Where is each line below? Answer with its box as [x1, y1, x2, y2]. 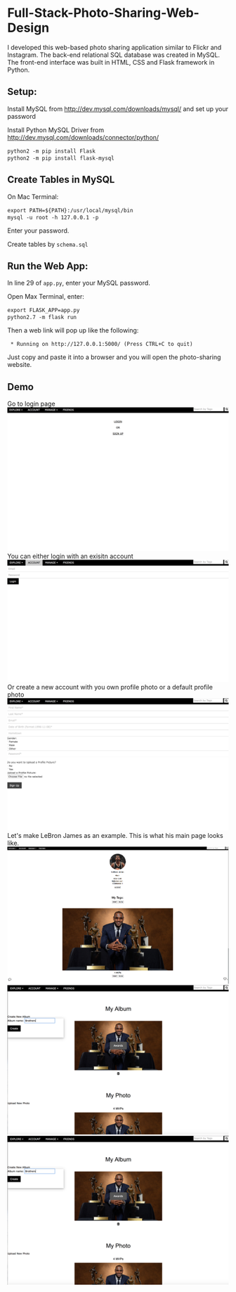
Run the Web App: [7, 260, 88, 272]
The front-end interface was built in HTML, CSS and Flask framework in [7, 58, 215, 66]
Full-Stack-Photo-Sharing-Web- [7, 5, 200, 21]
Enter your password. [7, 226, 70, 235]
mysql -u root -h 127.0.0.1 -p [7, 214, 99, 221]
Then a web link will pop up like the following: [7, 326, 139, 335]
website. [7, 361, 32, 369]
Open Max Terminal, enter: [7, 292, 84, 301]
